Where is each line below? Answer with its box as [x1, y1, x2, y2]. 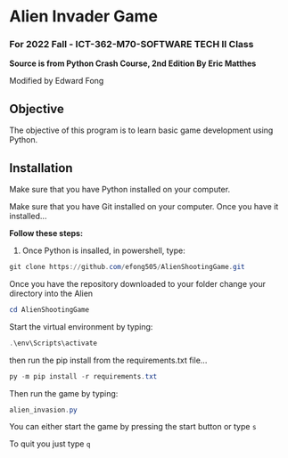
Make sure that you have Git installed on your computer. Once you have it [9, 201, 279, 212]
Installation [9, 160, 73, 176]
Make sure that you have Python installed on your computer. [9, 184, 230, 195]
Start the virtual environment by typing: [9, 321, 153, 331]
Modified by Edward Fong [9, 76, 104, 86]
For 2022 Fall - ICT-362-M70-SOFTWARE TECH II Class [9, 38, 254, 51]
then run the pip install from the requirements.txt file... [9, 355, 208, 365]
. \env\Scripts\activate [9, 339, 98, 348]
